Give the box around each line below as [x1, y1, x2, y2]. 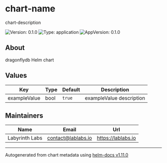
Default [62, 86, 81, 93]
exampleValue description [84, 94, 146, 101]
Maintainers [5, 111, 44, 120]
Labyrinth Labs [7, 135, 43, 142]
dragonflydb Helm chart [5, 57, 54, 63]
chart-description [5, 19, 41, 25]
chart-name [5, 3, 56, 14]
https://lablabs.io [96, 135, 136, 142]
